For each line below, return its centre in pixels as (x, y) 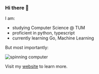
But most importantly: (27, 48)
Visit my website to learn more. (36, 66)
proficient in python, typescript (43, 33)
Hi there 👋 (17, 8)
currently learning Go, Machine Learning (53, 38)
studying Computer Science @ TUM (49, 28)
